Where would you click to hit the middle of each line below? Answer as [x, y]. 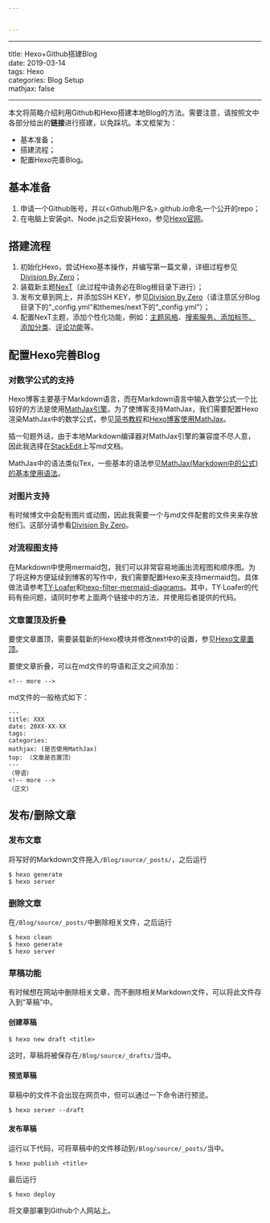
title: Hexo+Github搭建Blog [53, 54]
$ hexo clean [30, 937]
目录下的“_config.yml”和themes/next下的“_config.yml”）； [115, 307]
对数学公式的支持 [41, 380]
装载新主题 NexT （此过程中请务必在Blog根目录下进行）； [112, 287]
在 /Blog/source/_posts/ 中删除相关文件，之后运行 [90, 922]
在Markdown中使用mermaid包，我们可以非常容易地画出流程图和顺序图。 [129, 567]
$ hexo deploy [32, 1194]
